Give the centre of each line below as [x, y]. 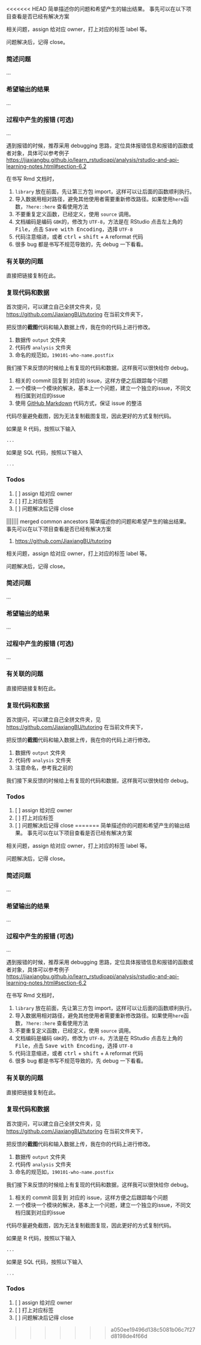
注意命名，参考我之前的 [44, 768]
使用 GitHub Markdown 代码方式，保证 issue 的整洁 [78, 403]
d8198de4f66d [129, 1336]
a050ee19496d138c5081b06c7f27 [153, 1329]
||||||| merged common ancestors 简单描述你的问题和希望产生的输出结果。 [98, 521]
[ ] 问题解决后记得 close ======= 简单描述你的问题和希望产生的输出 [100, 826]
